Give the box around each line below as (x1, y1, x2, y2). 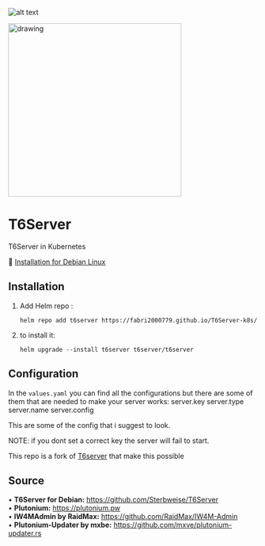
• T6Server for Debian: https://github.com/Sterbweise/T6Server (8, 495, 219, 505)
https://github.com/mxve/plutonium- (113, 520, 233, 530)
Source (8, 474, 45, 487)
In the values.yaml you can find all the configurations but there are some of (8, 388, 253, 398)
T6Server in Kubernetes (8, 242, 86, 251)
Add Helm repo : (19, 301, 74, 311)
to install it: (19, 330, 55, 340)
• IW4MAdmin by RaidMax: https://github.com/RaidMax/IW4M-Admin (8, 512, 238, 521)
